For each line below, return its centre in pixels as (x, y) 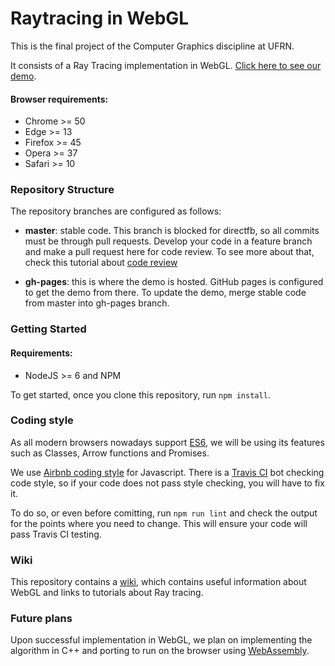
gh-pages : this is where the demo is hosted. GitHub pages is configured (174, 282)
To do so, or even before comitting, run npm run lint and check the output (164, 513)
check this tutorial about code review (101, 263)
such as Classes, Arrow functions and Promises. (110, 453)
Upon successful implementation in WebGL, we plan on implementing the (161, 640)
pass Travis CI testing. (56, 534)
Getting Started (48, 329)
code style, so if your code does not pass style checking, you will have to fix (167, 483)
